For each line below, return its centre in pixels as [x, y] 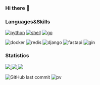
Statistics [17, 56]
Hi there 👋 [18, 8]
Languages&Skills [28, 21]
